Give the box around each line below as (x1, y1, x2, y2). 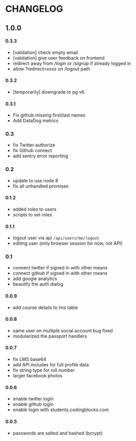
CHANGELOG (5, 3, 63, 15)
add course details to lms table (12, 304, 78, 310)
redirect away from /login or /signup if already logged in (12, 60, 131, 66)
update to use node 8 (12, 177, 59, 183)
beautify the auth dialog (12, 281, 63, 287)
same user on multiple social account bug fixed (12, 327, 113, 334)
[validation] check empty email (12, 49, 79, 56)
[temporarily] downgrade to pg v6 (12, 88, 85, 95)
